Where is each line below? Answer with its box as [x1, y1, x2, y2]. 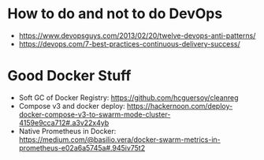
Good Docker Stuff [7, 67, 132, 85]
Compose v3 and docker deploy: [18, 101, 125, 110]
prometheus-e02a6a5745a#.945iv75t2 [18, 143, 146, 152]
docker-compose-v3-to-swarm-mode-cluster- [18, 110, 171, 119]
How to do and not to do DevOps [7, 5, 223, 23]
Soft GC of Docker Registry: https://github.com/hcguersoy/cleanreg [18, 92, 239, 102]
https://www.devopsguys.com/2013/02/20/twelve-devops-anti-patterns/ [18, 31, 256, 40]
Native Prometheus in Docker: [18, 126, 117, 136]
